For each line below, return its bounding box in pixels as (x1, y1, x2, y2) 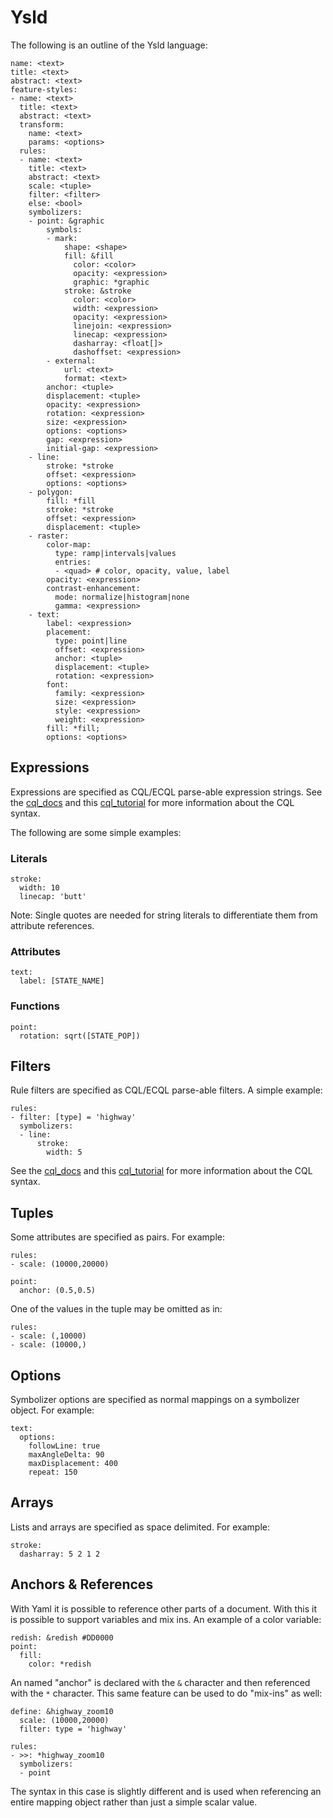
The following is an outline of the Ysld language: (10, 39, 208, 51)
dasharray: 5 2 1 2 (19, 1549, 101, 1559)
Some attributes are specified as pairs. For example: (10, 1231, 225, 1243)
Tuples (10, 1204, 54, 1221)
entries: (54, 557, 92, 567)
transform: (19, 119, 65, 130)
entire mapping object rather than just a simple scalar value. (10, 1796, 258, 1808)
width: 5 (46, 1147, 83, 1158)
